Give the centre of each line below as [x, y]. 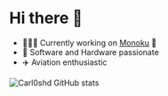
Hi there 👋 [46, 18]
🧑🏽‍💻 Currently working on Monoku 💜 [89, 43]
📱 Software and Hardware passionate [91, 52]
